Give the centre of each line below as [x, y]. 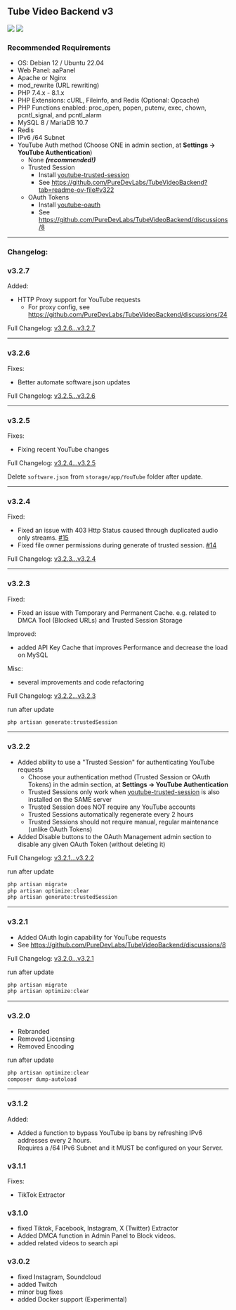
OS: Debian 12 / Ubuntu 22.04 [60, 63]
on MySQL [33, 655]
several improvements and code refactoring [81, 682]
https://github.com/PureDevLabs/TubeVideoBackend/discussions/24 [127, 315]
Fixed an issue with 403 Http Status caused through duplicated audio [118, 531]
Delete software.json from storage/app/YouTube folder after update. [105, 476]
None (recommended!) [62, 160]
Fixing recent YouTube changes [63, 449]
